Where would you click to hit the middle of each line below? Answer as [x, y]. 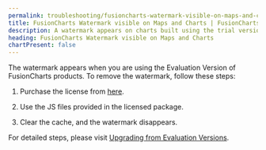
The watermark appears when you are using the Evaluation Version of [122, 67]
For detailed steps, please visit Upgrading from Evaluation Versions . [119, 138]
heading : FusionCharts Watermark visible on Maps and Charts [111, 38]
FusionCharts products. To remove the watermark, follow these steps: [122, 76]
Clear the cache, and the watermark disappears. [99, 122]
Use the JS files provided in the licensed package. [101, 107]
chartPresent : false [42, 45]
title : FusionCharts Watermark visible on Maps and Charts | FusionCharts [134, 23]
